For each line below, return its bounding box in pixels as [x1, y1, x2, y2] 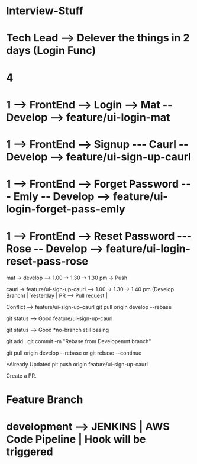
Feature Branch [6, 393, 83, 407]
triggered [6, 445, 53, 459]
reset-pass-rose [6, 254, 89, 268]
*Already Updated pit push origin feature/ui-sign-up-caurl [6, 361, 148, 368]
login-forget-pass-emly [6, 202, 125, 216]
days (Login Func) [6, 44, 96, 57]
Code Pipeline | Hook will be [6, 433, 146, 446]
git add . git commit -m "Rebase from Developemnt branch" [6, 338, 151, 345]
